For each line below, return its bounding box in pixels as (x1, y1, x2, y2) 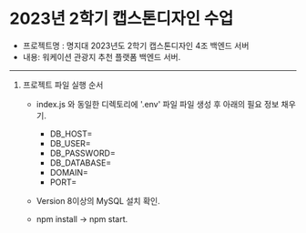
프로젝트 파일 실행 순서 (22, 79, 104, 90)
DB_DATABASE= (49, 157, 112, 168)
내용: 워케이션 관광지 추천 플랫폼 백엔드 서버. (22, 51, 181, 62)
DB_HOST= (49, 128, 93, 139)
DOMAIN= (49, 167, 89, 177)
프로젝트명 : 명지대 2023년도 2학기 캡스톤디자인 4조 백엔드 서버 (22, 40, 250, 51)
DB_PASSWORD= (49, 147, 116, 158)
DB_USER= (49, 137, 91, 148)
